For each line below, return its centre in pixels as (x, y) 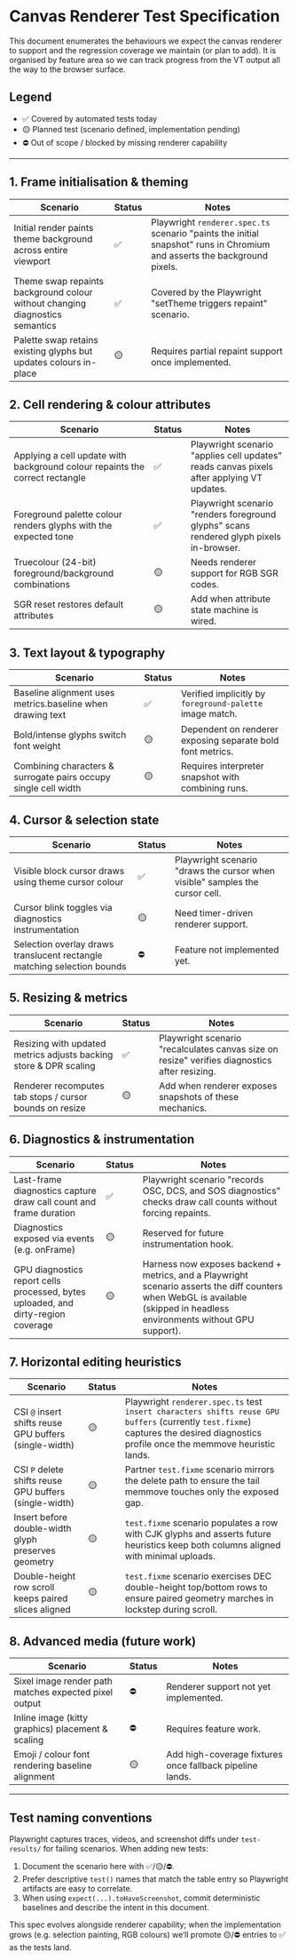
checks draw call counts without (210, 1201)
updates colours (47, 362)
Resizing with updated (60, 1043)
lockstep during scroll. (171, 1610)
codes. (204, 585)
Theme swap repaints (59, 281)
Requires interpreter (222, 766)
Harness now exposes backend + (212, 1263)
